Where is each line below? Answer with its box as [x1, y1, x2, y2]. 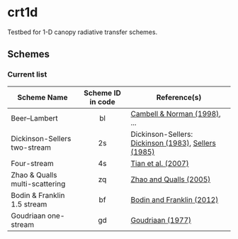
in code [89, 96, 115, 106]
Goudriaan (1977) [130, 215, 192, 225]
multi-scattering [11, 179, 66, 189]
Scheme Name [17, 92, 68, 102]
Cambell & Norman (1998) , [130, 109, 221, 118]
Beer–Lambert [11, 113, 58, 123]
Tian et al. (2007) [130, 158, 189, 168]
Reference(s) [156, 92, 202, 102]
